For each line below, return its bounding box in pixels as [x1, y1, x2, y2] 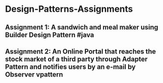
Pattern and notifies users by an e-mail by [5, 62, 136, 71]
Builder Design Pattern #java [5, 30, 94, 39]
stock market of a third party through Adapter [5, 55, 148, 63]
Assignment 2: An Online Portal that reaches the [5, 47, 156, 55]
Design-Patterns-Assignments [5, 3, 133, 15]
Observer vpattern [5, 70, 63, 79]
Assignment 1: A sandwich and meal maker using [5, 23, 159, 31]
